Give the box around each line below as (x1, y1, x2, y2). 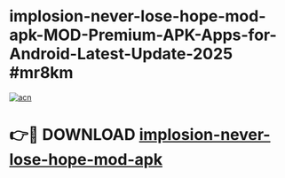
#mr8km (9, 63, 74, 83)
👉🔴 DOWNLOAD (9, 125, 136, 145)
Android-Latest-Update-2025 (9, 44, 234, 64)
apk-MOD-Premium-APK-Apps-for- (9, 25, 277, 45)
